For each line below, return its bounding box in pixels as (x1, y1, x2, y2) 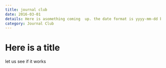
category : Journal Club (5, 21, 54, 26)
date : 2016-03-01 (5, 12, 41, 17)
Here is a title (5, 42, 60, 53)
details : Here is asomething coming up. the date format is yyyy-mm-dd (5, 16, 158, 21)
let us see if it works (5, 59, 46, 65)
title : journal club (5, 7, 48, 12)
